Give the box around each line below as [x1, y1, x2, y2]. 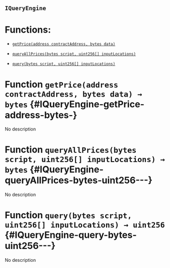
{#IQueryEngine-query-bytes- [5, 229, 137, 241]
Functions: [5, 24, 52, 35]
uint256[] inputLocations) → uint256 [5, 220, 165, 230]
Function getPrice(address [5, 78, 118, 90]
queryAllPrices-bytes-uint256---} [5, 174, 153, 186]
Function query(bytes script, [5, 210, 132, 221]
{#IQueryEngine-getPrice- [30, 98, 145, 110]
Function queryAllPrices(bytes [5, 144, 137, 155]
